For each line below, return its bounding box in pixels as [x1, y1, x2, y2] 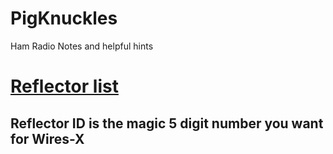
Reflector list [10, 75, 119, 98]
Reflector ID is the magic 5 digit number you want [10, 115, 324, 132]
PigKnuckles [10, 7, 118, 30]
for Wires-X [10, 130, 85, 147]
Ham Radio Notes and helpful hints [10, 40, 154, 52]
